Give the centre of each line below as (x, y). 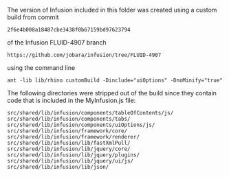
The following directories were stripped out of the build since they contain (112, 93)
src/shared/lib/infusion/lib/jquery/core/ (69, 149)
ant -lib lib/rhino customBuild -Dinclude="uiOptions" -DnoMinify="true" (115, 80)
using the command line (41, 68)
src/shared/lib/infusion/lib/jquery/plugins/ (73, 155)
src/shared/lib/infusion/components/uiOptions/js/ (81, 125)
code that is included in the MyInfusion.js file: (72, 100)
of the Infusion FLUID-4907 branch (57, 43)
